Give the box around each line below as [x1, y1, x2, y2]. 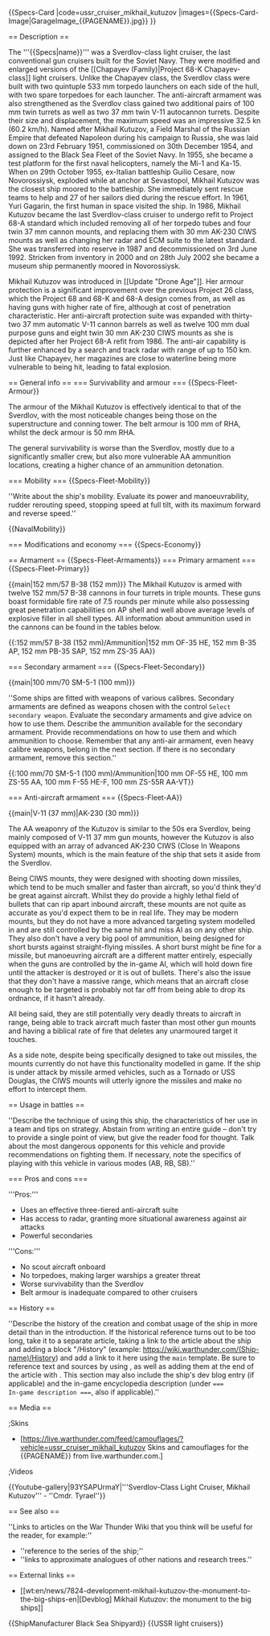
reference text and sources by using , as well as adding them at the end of [8, 1362, 255, 1371]
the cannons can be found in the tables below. [8, 622, 162, 632]
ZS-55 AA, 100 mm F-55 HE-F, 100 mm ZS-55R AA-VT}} [8, 777, 194, 786]
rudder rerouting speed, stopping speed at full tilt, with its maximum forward [8, 500, 261, 509]
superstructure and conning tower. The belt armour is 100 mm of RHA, [8, 419, 241, 428]
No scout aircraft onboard [19, 1262, 106, 1271]
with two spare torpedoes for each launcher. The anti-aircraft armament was [8, 90, 262, 100]
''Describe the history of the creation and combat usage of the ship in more [8, 1319, 259, 1328]
